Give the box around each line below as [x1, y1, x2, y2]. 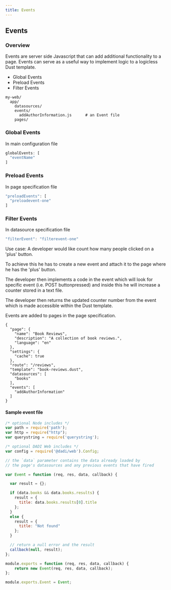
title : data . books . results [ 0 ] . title [18, 500, 97, 505]
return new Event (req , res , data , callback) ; [14, 565, 113, 571]
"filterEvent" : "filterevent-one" [5, 237, 79, 242]
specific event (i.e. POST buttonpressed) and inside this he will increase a [5, 282, 161, 288]
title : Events [5, 7, 36, 13]
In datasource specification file [5, 227, 70, 233]
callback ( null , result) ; [10, 547, 63, 552]
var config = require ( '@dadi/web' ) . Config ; [5, 449, 100, 454]
